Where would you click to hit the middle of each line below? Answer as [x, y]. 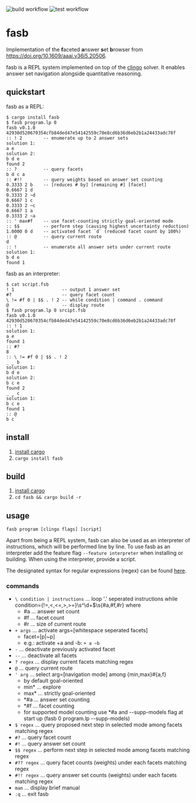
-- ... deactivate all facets [46, 655]
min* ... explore [42, 687]
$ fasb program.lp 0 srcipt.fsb [46, 310]
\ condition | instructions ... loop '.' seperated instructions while [96, 599]
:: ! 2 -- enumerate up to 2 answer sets [67, 138]
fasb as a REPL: [25, 106]
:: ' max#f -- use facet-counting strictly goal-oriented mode [90, 221]
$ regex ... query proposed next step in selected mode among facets [98, 725]
